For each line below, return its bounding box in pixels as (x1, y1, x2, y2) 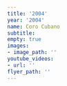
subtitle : (7, 29, 36, 37)
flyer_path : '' (7, 68, 51, 75)
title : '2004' (7, 10, 48, 17)
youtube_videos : (7, 55, 54, 62)
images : (7, 42, 30, 49)
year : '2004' (7, 17, 45, 24)
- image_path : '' (7, 49, 57, 56)
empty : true (7, 36, 41, 43)
